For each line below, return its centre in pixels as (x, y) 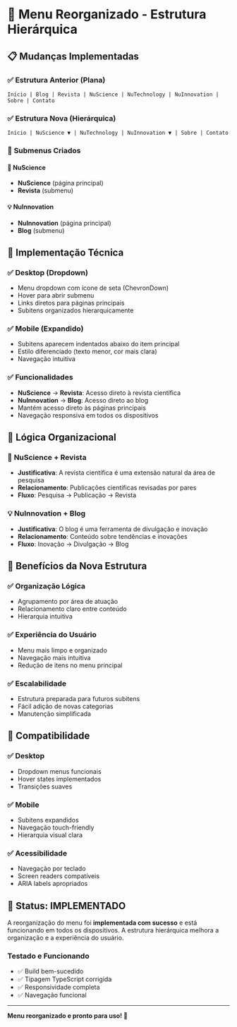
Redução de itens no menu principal (70, 665)
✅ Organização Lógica (47, 586)
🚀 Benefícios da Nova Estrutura (77, 566)
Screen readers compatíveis (59, 876)
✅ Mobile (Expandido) (45, 329)
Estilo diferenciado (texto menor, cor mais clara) (87, 351)
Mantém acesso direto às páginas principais (82, 408)
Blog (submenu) (41, 230)
